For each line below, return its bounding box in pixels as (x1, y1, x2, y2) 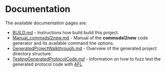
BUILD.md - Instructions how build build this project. (12, 29, 119, 35)
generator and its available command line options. (12, 40, 114, 46)
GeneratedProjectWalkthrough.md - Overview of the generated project (12, 45, 157, 51)
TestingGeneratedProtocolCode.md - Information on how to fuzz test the (12, 56, 161, 62)
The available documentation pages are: (5, 20, 88, 26)
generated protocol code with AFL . (12, 61, 84, 67)
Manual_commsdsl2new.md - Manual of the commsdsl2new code (12, 35, 148, 41)
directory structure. (12, 51, 52, 57)
